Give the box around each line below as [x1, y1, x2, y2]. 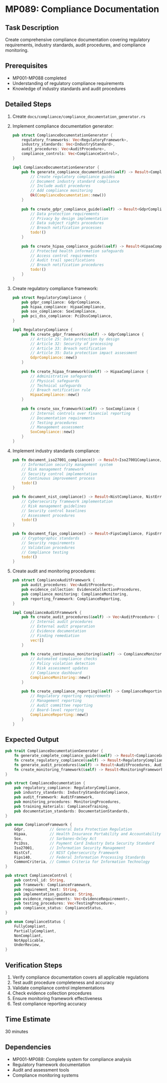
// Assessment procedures [21, 513, 76, 518]
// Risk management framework [21, 467, 84, 472]
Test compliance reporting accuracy [12, 1001, 87, 1007]
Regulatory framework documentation [12, 1062, 90, 1068]
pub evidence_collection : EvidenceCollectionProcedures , [21, 587, 142, 592]
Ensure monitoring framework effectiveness [12, 996, 102, 1001]
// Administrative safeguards [30, 374, 93, 379]
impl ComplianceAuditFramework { [12, 610, 82, 615]
